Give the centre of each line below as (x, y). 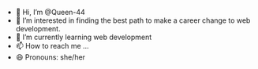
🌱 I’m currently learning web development (84, 37)
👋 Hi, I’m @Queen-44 (50, 12)
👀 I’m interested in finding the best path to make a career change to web (133, 20)
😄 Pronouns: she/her (50, 57)
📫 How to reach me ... (52, 46)
